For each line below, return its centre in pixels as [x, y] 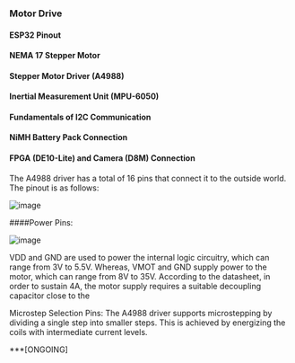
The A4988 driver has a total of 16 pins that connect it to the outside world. [148, 178]
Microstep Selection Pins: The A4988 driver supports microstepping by [141, 313]
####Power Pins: [41, 222]
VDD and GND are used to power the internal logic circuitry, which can [139, 257]
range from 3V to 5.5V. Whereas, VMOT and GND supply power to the [138, 267]
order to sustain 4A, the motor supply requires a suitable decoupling [135, 286]
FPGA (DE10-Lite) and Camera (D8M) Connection [102, 158]
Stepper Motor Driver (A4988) [67, 75]
